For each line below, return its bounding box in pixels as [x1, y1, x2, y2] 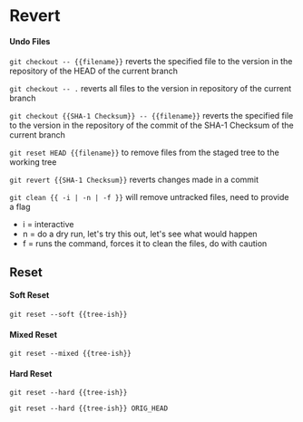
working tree [9, 157, 57, 168]
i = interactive [22, 219, 74, 230]
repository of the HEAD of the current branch [9, 65, 179, 77]
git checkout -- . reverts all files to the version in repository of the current [9, 83, 292, 94]
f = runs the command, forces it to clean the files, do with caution [22, 238, 268, 249]
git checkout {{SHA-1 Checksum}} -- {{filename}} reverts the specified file [9, 110, 294, 121]
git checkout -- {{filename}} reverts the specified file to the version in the [9, 56, 293, 67]
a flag [9, 201, 31, 213]
